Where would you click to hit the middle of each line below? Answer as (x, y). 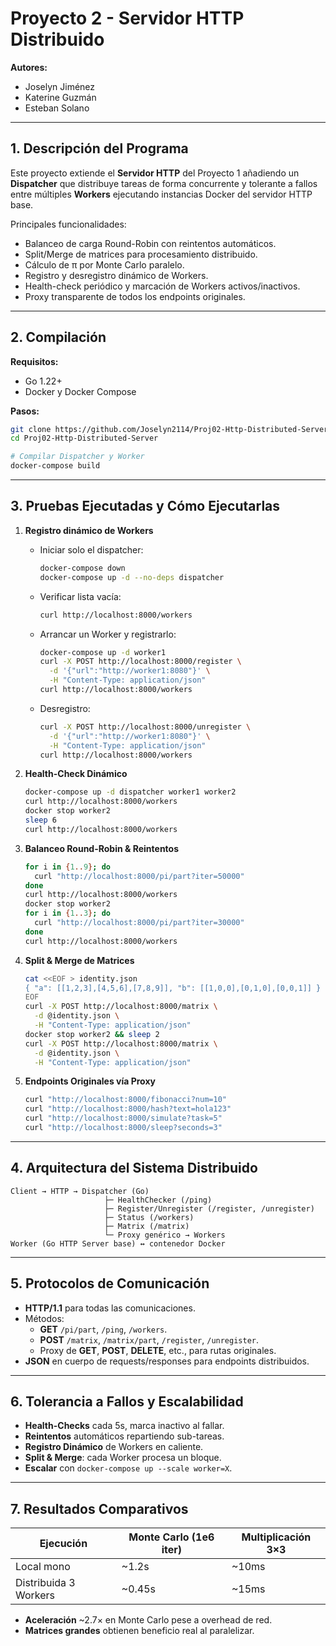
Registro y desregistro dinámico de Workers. (116, 275)
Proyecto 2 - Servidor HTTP (127, 18)
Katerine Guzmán (60, 97)
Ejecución (63, 1544)
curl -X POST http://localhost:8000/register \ (140, 662)
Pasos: (25, 411)
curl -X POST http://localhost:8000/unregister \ (145, 727)
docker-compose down (82, 568)
